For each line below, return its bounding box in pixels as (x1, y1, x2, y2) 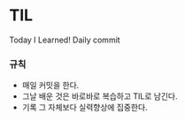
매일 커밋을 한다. (21, 80, 80, 91)
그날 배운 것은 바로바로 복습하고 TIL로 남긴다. (21, 91, 179, 102)
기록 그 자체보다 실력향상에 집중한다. (21, 102, 148, 113)
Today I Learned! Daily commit (9, 34, 121, 45)
